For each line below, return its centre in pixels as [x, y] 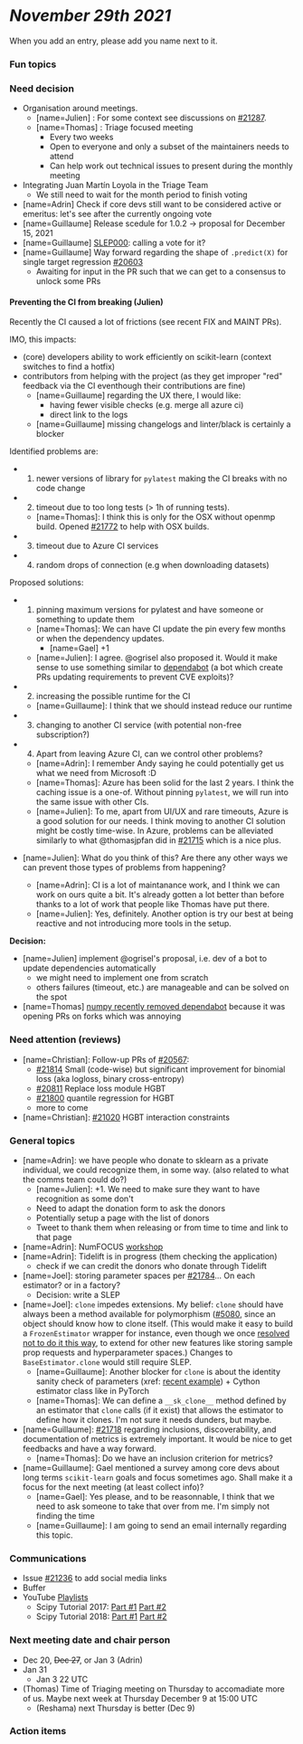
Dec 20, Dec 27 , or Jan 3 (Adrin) [82, 1660]
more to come [62, 1107]
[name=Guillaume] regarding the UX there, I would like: [138, 395]
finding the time [65, 1515]
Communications [48, 1559]
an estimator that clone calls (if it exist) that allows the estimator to [160, 1410]
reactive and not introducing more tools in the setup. [134, 924]
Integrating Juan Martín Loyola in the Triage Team [115, 185]
